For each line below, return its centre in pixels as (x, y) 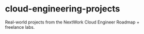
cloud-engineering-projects (63, 9)
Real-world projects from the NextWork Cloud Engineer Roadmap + (72, 22)
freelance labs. (20, 27)
